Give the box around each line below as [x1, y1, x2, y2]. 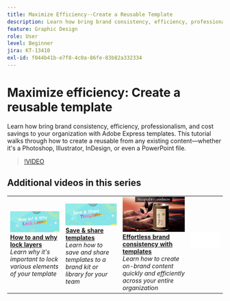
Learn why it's [10, 248, 50, 256]
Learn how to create [122, 254, 180, 263]
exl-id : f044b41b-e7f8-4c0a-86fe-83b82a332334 [7, 55, 142, 62]
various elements [10, 263, 59, 271]
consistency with [122, 240, 173, 248]
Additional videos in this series [7, 177, 142, 189]
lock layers [10, 241, 42, 249]
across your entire [122, 276, 174, 285]
